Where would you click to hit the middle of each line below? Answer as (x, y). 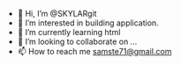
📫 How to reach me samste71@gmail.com (94, 51)
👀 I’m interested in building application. (88, 23)
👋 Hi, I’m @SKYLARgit (57, 14)
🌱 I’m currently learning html (69, 32)
